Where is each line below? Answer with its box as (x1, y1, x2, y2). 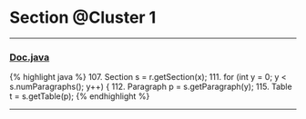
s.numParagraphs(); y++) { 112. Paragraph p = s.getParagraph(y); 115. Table (9, 81, 293, 93)
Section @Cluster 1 (9, 7, 157, 28)
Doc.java (9, 51, 50, 64)
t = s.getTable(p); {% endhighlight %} (9, 91, 150, 102)
